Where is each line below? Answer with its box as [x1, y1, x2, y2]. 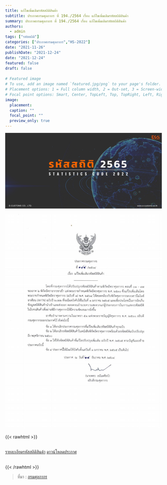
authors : [5, 24, 23, 29]
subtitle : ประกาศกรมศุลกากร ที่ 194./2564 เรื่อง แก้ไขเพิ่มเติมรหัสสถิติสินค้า [5, 13, 129, 18]
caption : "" [9, 108, 35, 113]
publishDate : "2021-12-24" [5, 50, 61, 55]
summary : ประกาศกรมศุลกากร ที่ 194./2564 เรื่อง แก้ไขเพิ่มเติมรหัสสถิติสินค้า [5, 18, 126, 23]
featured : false [5, 60, 39, 66]
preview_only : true [9, 119, 50, 123]
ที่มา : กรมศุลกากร [17, 474, 48, 480]
